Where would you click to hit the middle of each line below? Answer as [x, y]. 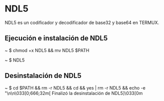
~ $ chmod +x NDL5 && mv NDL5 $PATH [47, 50]
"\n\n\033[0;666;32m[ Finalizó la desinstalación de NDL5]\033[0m [74, 93]
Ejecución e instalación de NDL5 [56, 38]
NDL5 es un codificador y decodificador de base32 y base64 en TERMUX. [82, 22]
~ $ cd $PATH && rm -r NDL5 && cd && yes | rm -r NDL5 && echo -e [75, 87]
